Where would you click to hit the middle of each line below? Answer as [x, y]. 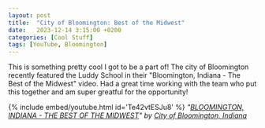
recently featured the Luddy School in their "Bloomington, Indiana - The [124, 75]
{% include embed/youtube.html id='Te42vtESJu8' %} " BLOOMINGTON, [126, 108]
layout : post [30, 15]
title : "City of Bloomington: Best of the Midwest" [97, 23]
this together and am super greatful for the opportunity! [98, 92]
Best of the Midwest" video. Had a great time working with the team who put [132, 84]
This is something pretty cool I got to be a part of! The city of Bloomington [129, 67]
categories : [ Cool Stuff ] [50, 37]
